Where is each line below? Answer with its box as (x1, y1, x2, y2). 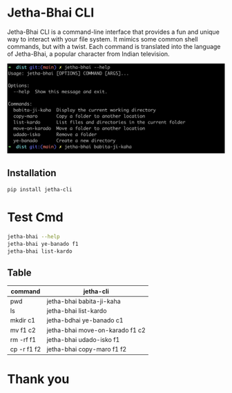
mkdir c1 (10, 316, 36, 325)
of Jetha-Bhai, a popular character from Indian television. (7, 50, 171, 58)
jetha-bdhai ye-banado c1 (46, 316, 124, 325)
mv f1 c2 (10, 326, 36, 334)
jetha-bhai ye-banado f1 (7, 240, 79, 247)
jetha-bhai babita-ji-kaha (46, 297, 121, 305)
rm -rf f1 (10, 335, 37, 343)
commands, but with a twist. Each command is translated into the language (7, 42, 221, 50)
